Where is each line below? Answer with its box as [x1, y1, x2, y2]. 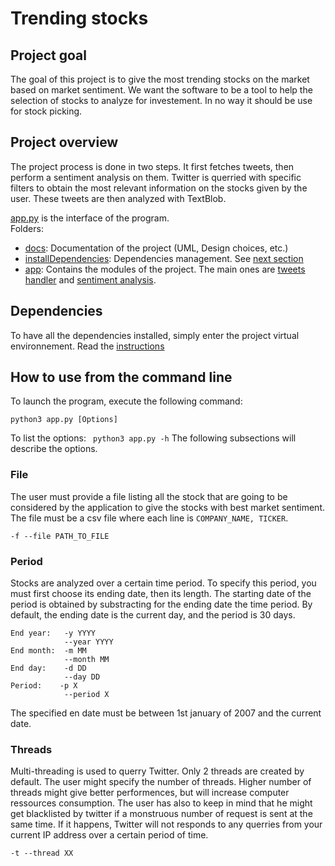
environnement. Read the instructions [10, 340, 165, 352]
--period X [63, 690, 110, 700]
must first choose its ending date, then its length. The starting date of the [10, 588, 312, 600]
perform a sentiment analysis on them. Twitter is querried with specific [10, 171, 302, 183]
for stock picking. [10, 105, 83, 117]
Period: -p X [10, 681, 78, 691]
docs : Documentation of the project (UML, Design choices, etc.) [24, 242, 289, 254]
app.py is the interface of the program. [10, 212, 170, 224]
